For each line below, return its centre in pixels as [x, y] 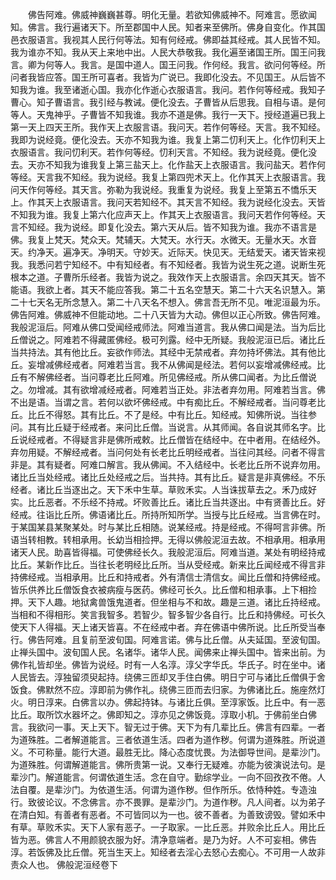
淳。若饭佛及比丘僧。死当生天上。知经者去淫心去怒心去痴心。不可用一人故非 [168, 852]
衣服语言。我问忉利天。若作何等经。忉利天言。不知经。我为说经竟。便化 [159, 152]
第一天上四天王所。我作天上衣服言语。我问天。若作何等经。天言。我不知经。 [168, 127]
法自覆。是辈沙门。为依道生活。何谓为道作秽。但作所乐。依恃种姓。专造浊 [163, 789]
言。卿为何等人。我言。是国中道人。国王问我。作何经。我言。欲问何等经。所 [168, 64]
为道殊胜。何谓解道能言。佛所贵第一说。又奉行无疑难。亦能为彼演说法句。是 [168, 764]
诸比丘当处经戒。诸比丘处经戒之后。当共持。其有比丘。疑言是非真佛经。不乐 [168, 477]
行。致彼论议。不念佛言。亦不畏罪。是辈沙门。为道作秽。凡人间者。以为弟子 [168, 802]
